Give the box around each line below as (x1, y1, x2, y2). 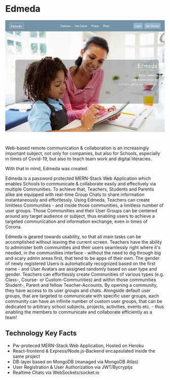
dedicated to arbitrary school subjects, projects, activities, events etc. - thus (5, 303, 164, 310)
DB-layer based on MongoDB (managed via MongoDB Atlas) (12, 358, 139, 365)
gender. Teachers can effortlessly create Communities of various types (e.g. (5, 271, 164, 277)
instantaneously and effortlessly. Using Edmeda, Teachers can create (5, 197, 150, 203)
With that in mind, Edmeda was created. (5, 165, 89, 171)
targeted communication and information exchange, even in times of (5, 218, 148, 224)
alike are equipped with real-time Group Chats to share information (5, 191, 145, 198)
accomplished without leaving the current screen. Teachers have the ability (5, 239, 162, 245)
